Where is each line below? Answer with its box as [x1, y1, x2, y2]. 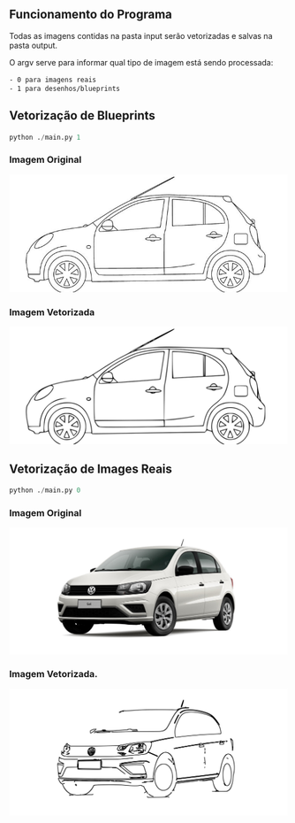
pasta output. [9, 40, 58, 50]
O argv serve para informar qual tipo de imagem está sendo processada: [9, 57, 274, 67]
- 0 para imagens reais [9, 75, 97, 84]
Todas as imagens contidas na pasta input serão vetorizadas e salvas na [9, 30, 273, 41]
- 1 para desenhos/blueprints [9, 84, 121, 93]
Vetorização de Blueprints [9, 108, 156, 123]
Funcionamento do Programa [9, 7, 172, 22]
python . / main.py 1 [9, 133, 81, 142]
